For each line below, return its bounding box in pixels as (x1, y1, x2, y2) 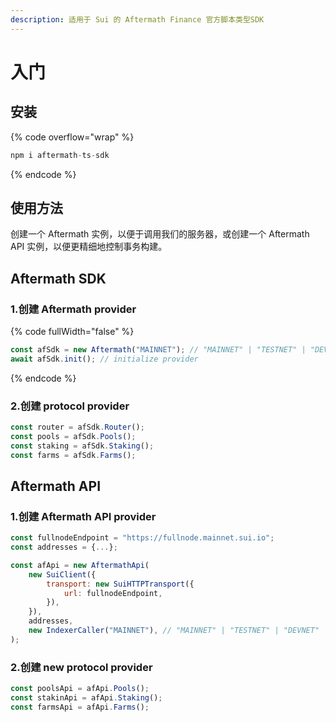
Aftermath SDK (10, 270, 107, 287)
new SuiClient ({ (28, 569, 97, 580)
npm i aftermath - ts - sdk (10, 150, 110, 160)
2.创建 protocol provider (10, 399, 130, 413)
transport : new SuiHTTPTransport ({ (46, 579, 195, 589)
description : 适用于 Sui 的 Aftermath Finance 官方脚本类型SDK (10, 14, 265, 25)
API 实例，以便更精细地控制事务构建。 (10, 241, 168, 253)
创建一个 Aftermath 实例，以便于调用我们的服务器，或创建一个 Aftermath (10, 228, 310, 240)
